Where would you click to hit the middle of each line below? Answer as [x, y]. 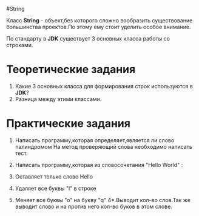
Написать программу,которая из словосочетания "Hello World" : [99, 165]
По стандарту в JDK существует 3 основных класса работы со [88, 38]
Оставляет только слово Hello [54, 176]
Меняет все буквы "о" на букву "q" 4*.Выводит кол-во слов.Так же [103, 200]
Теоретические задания [71, 70]
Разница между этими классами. [58, 99]
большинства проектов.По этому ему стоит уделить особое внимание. [99, 27]
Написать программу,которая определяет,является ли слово [95, 140]
